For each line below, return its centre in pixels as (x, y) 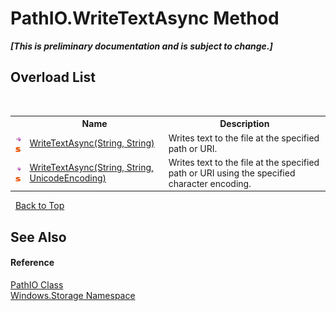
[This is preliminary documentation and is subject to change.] (141, 46)
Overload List (53, 77)
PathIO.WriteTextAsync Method (145, 18)
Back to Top (39, 206)
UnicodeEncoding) (68, 178)
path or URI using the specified (232, 173)
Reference (32, 263)
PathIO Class (37, 284)
